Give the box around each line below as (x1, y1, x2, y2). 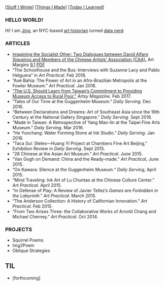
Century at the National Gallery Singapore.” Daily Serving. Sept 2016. (12, 114, 152, 120)
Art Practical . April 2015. (12, 182, 62, 188)
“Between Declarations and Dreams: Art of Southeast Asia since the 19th (12, 108, 160, 115)
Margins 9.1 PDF (12, 62, 45, 68)
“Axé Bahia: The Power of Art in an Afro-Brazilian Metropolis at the (12, 77, 147, 83)
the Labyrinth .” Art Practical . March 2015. (12, 192, 97, 199)
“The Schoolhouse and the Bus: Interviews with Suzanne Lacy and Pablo (12, 67, 160, 73)
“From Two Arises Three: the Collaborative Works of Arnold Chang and (12, 208, 157, 214)
